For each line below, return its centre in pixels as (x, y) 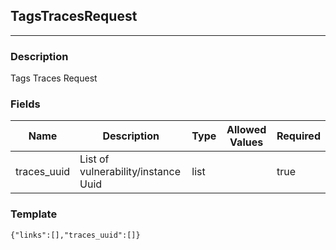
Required (298, 136)
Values (246, 142)
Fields (25, 104)
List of (94, 159)
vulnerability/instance (130, 172)
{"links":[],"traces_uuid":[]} (75, 235)
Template (34, 214)
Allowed (246, 130)
